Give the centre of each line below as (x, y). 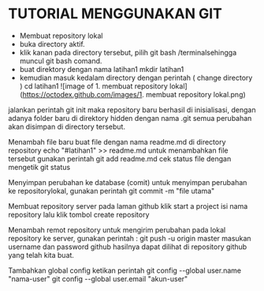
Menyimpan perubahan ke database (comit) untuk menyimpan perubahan (128, 182)
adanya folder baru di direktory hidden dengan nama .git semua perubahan (130, 118)
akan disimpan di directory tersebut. (67, 127)
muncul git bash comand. (61, 61)
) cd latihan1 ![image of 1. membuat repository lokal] (103, 86)
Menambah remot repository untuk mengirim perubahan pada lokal (117, 229)
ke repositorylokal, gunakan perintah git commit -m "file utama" (112, 191)
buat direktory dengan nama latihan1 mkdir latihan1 (102, 69)
